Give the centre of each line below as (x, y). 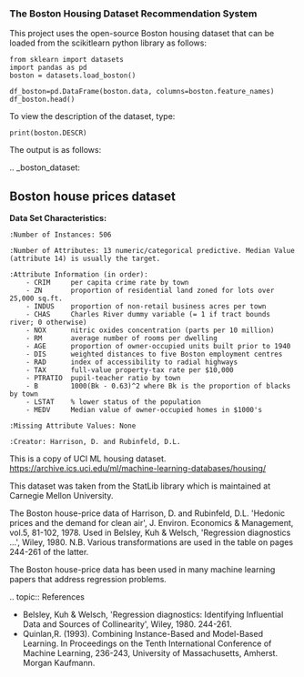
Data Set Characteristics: (58, 218)
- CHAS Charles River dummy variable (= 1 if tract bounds (148, 315)
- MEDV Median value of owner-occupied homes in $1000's (144, 410)
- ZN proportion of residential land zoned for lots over (150, 291)
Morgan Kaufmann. (59, 663)
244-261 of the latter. (49, 552)
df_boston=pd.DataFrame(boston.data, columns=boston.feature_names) (142, 92)
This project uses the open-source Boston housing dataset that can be (142, 34)
